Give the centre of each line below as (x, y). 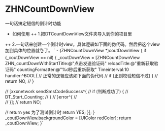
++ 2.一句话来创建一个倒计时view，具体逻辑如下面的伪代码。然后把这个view (82, 44)
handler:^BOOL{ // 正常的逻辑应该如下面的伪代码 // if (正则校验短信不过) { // (82, 75)
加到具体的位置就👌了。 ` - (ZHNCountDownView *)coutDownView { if (76, 50)
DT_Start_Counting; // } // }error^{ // (41, 97)
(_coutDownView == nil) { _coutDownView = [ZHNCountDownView (73, 57)
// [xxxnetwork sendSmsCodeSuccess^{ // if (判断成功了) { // (67, 91)
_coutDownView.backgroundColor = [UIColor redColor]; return (68, 118)
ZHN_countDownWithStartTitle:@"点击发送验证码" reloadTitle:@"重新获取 (80, 63)
